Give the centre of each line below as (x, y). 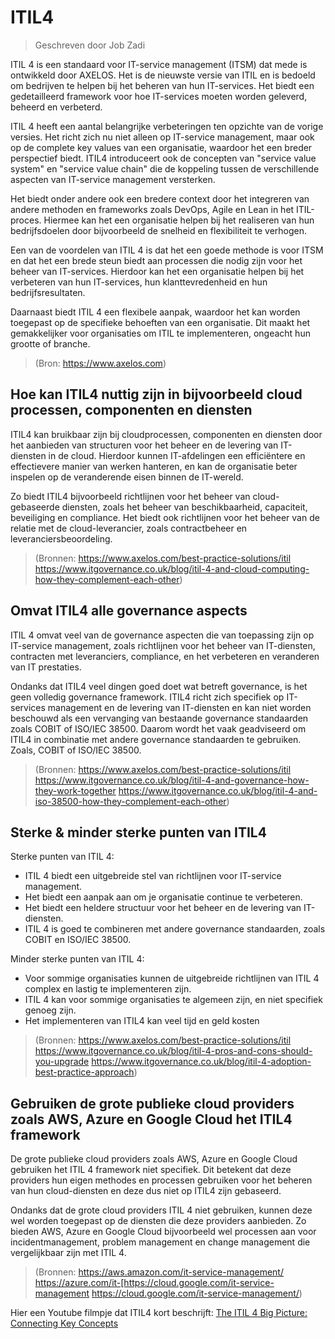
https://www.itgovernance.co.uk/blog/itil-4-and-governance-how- (172, 780)
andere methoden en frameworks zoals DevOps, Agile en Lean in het (152, 209)
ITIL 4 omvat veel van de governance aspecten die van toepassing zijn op (162, 635)
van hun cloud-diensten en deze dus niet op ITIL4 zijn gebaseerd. (146, 1191)
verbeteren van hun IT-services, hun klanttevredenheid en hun (139, 282)
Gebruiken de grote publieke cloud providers (152, 1103)
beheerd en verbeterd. (56, 107)
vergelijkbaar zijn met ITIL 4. (68, 1253)
